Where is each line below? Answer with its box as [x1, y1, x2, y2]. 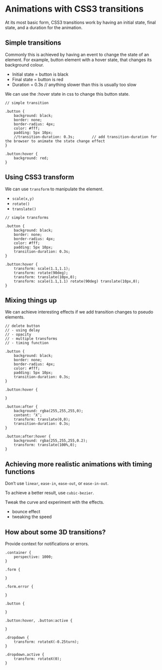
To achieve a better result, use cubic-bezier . [5, 490, 95, 496]
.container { [5, 550, 32, 555]
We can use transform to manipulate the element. [5, 186, 104, 192]
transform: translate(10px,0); [14, 274, 77, 280]
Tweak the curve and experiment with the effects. [5, 499, 104, 505]
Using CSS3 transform [5, 173, 74, 182]
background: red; [14, 155, 49, 161]
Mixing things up [5, 296, 57, 304]
